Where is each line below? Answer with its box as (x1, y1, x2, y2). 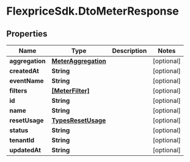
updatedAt (9, 146, 42, 154)
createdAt (9, 67, 40, 75)
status (9, 126, 29, 135)
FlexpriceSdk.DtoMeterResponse (6, 4, 179, 18)
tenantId (9, 136, 35, 144)
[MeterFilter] (51, 86, 90, 95)
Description (112, 47, 147, 55)
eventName (9, 77, 44, 85)
